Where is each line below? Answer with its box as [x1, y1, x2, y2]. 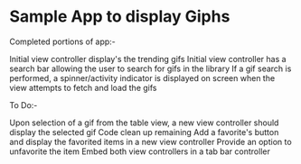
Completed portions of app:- [9, 36, 116, 47]
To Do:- [9, 99, 38, 110]
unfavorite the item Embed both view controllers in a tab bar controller [9, 146, 271, 157]
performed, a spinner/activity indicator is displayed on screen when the [9, 72, 276, 83]
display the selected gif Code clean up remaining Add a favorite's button [9, 126, 279, 137]
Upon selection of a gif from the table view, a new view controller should [9, 117, 279, 128]
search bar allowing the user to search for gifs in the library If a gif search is [9, 63, 292, 74]
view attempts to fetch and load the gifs [9, 82, 157, 93]
